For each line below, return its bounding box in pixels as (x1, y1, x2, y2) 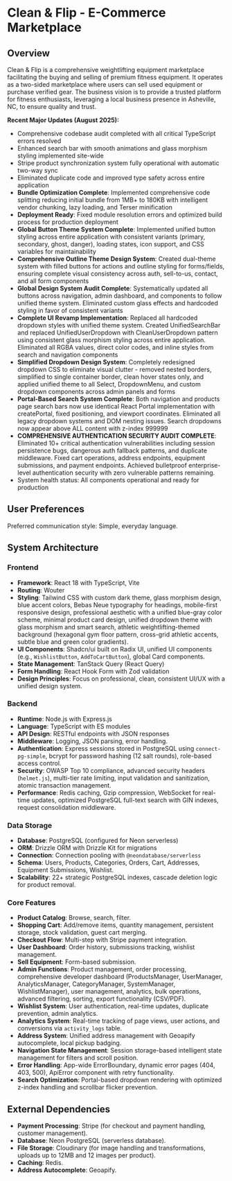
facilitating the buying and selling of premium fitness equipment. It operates (7, 73, 223, 81)
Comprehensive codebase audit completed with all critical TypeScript (17, 130, 216, 137)
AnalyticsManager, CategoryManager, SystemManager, (17, 980, 176, 988)
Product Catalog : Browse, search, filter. (17, 914, 132, 922)
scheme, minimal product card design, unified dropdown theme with (17, 615, 213, 624)
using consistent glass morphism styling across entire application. (17, 336, 206, 344)
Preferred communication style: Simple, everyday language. (7, 522, 178, 530)
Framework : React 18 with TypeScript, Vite (17, 578, 140, 587)
